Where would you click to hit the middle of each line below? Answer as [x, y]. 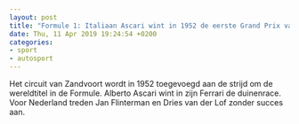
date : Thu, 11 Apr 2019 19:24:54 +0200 [83, 34]
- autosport [31, 58]
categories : [31, 42]
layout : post [33, 17]
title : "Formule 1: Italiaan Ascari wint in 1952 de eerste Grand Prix [145, 26]
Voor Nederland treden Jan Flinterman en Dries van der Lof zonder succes [146, 102]
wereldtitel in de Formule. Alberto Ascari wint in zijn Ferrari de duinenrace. [145, 93]
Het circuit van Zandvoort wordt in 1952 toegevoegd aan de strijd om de [141, 84]
